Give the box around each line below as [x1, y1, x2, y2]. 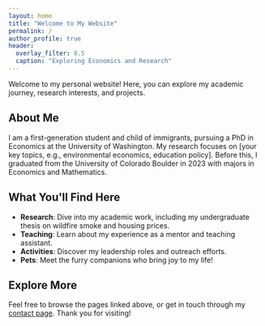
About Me [8, 111, 59, 125]
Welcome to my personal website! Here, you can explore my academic [8, 78, 244, 89]
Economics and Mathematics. [8, 167, 108, 176]
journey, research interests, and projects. [8, 87, 146, 97]
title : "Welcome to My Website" [8, 19, 118, 28]
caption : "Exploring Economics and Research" [15, 57, 173, 66]
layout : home [8, 11, 53, 20]
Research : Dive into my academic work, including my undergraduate [19, 212, 250, 222]
